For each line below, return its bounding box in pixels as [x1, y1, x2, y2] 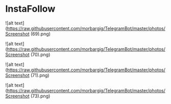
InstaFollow [5, 3, 56, 15]
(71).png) [30, 72, 50, 78]
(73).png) [30, 93, 51, 99]
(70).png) [30, 51, 51, 58]
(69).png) [30, 31, 51, 37]
